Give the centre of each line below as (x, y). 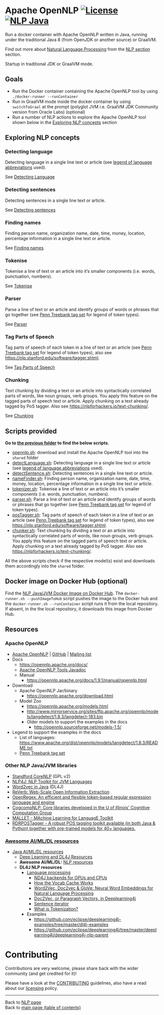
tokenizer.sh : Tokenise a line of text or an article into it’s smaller (76, 489)
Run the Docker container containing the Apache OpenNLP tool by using (85, 91)
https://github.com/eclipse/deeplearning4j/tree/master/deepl (95, 930)
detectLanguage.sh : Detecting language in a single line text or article (81, 463)
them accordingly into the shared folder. (45, 566)
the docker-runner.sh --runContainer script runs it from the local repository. (82, 604)
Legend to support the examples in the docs (57, 732)
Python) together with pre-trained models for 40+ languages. (74, 828)
